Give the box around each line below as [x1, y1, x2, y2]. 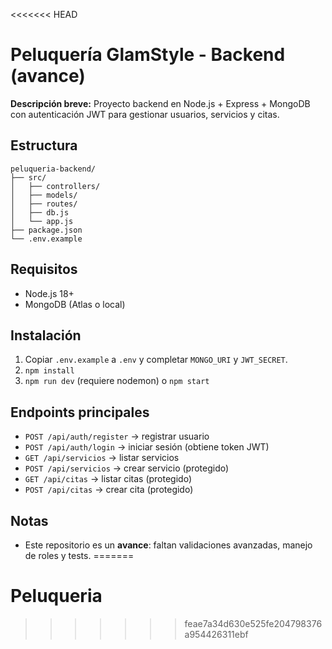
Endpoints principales [10, 404, 150, 421]
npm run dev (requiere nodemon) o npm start [24, 375, 210, 387]
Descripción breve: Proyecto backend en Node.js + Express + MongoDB [10, 97, 311, 109]
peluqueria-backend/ [10, 164, 97, 174]
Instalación [10, 327, 82, 344]
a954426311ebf [184, 628, 249, 640]
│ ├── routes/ [10, 199, 78, 209]
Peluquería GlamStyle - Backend [10, 44, 286, 66]
